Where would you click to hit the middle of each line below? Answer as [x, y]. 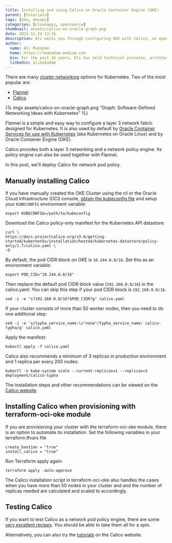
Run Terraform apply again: [34, 461]
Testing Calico [29, 507]
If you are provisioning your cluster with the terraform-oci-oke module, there [86, 427]
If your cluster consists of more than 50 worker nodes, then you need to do [84, 308]
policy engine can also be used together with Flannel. [62, 155]
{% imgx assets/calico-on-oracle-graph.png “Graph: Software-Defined [80, 108]
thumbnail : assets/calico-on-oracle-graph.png [56, 29]
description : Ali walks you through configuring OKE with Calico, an [81, 39]
